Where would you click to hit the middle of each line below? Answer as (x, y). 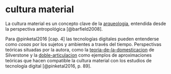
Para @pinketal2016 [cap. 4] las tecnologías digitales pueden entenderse (82, 39)
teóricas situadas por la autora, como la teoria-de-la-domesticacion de (80, 50)
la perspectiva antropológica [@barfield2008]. (54, 29)
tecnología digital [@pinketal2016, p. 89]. (48, 66)
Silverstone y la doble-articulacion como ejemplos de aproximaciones (79, 55)
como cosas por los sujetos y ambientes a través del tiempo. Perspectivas (83, 44)
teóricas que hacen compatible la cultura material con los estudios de (79, 60)
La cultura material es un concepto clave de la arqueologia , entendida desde (86, 23)
